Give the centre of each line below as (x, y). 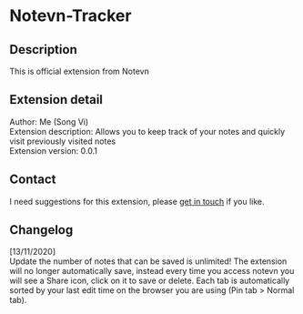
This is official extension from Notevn (80, 71)
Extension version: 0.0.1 (54, 150)
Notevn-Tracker (71, 16)
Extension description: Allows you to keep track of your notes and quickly (147, 131)
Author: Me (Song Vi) (49, 122)
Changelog (41, 230)
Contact (33, 180)
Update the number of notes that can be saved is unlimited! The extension (148, 261)
